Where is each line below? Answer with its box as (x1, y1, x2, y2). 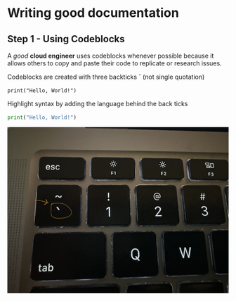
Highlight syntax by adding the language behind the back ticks (7, 100, 188, 108)
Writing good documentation (7, 5, 179, 21)
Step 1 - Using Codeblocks (7, 33, 125, 45)
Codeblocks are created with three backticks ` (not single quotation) (7, 72, 205, 81)
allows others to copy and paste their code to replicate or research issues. (7, 59, 223, 68)
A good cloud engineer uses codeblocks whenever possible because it (7, 51, 214, 60)
